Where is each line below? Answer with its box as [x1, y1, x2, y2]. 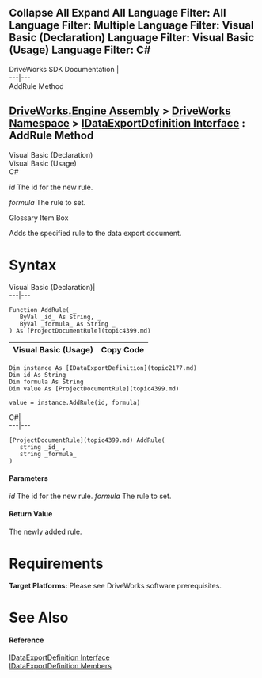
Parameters [9, 474, 48, 483]
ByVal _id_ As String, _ [19, 313, 102, 321]
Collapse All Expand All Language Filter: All [9, 6, 226, 20]
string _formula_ [19, 450, 78, 458]
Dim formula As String [9, 378, 84, 386]
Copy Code [101, 344, 145, 355]
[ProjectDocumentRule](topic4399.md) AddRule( [9, 436, 165, 444]
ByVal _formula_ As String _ [19, 320, 116, 328]
